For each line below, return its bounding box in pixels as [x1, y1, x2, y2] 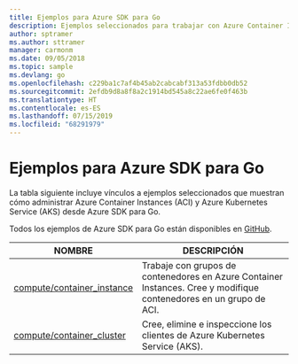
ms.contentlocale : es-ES [9, 104, 101, 112]
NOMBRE [53, 244, 93, 257]
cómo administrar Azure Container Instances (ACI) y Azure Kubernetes [9, 197, 268, 207]
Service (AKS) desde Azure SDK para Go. [9, 205, 161, 217]
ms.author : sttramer [9, 37, 86, 47]
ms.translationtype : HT [9, 95, 98, 105]
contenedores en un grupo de [141, 292, 266, 305]
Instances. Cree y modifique [141, 281, 259, 293]
